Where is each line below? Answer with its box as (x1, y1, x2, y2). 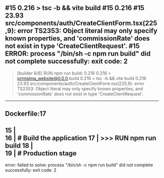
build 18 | (5, 141, 33, 150)
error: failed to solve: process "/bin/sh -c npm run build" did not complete (5, 162, 153, 168)
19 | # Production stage (5, 149, 77, 158)
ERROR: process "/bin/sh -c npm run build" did (5, 50, 151, 58)
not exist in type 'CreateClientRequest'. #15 (5, 42, 140, 50)
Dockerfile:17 (5, 110, 46, 118)
